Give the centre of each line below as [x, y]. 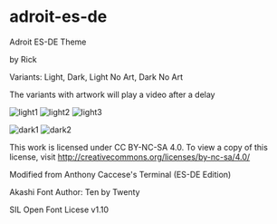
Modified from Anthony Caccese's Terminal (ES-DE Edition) [120, 174]
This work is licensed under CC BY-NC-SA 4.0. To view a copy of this [139, 147]
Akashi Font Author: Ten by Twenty [75, 191]
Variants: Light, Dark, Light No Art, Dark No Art [96, 77]
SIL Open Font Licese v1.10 [59, 209]
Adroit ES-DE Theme [48, 42]
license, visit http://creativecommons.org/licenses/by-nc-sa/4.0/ [130, 157]
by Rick [24, 59]
